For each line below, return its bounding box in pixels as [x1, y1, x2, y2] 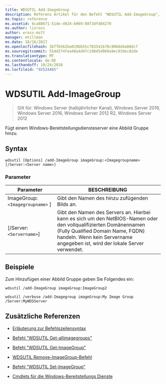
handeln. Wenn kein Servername [57, 234, 132, 241]
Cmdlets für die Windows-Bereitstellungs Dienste [12, 373, 113, 379]
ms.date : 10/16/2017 [5, 40, 48, 45]
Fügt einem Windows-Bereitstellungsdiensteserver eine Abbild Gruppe [5, 125, 149, 131]
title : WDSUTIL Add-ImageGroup [5, 7, 70, 12]
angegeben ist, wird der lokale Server [57, 240, 144, 247]
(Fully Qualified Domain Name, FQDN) [57, 227, 145, 234]
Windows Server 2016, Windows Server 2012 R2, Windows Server [17, 110, 152, 116]
